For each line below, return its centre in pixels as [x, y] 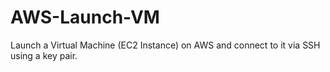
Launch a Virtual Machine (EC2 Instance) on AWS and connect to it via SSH [165, 45]
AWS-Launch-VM [85, 17]
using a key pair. [44, 55]
